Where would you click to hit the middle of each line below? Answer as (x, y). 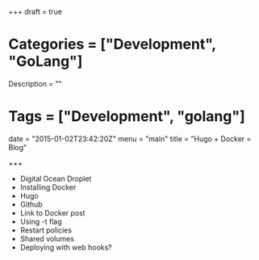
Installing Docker (48, 187)
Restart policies (46, 230)
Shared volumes (47, 238)
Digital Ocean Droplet (56, 178)
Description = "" (35, 83)
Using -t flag (41, 221)
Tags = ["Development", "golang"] (127, 117)
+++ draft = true (36, 12)
